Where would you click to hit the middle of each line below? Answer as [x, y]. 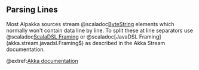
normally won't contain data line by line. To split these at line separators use [99, 30]
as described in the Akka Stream [125, 43]
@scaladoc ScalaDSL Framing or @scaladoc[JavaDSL [72, 36]
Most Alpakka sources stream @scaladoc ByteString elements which [90, 24]
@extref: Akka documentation [42, 61]
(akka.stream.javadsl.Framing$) [45, 43]
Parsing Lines [32, 10]
